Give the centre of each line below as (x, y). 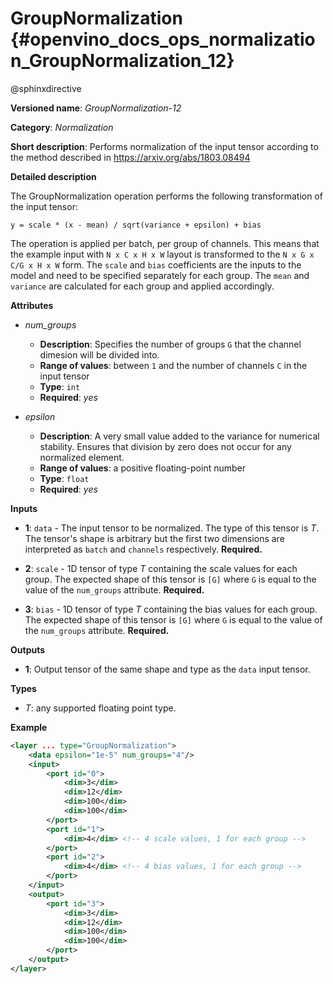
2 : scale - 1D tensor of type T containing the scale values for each (161, 568)
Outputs (28, 649)
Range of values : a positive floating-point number (143, 468)
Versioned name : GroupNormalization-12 (96, 108)
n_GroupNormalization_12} (122, 61)
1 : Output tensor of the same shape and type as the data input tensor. (167, 669)
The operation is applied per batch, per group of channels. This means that (165, 243)
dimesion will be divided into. (99, 354)
